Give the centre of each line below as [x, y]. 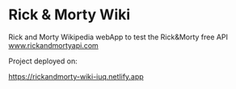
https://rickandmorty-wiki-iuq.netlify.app [76, 76]
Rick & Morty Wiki [70, 15]
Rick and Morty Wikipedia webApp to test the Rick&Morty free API [118, 37]
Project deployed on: [43, 61]
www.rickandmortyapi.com [53, 45]
